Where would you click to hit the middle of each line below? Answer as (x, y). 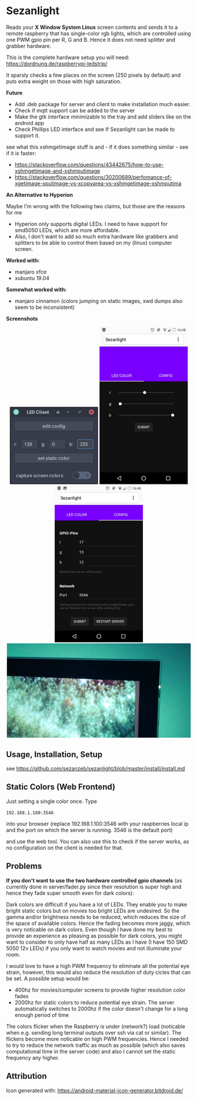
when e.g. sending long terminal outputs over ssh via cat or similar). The (94, 1032)
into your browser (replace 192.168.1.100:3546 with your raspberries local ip (97, 824)
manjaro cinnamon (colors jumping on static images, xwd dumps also (98, 301)
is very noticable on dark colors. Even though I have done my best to (89, 929)
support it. (27, 135)
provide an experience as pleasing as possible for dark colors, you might (94, 936)
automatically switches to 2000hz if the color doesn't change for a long (101, 1009)
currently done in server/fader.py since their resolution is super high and (94, 887)
